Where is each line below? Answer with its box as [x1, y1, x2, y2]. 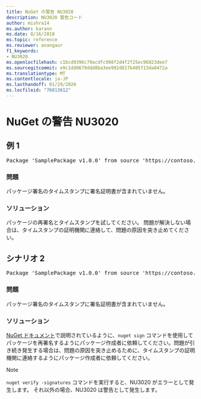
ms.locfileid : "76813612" [6, 87, 71, 93]
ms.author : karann [6, 25, 52, 32]
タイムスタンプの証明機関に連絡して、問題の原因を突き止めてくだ [22, 226, 184, 234]
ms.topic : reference [6, 37, 58, 43]
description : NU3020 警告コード [6, 14, 83, 20]
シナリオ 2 [6, 253, 45, 264]
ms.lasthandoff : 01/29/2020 [6, 82, 77, 88]
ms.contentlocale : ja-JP [6, 76, 68, 82]
